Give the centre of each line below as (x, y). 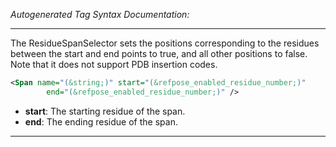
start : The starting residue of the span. (105, 111)
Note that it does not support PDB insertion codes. (114, 64)
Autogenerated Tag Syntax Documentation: (100, 14)
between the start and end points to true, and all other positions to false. (159, 53)
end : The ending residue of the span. (101, 121)
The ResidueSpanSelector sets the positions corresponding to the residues (165, 43)
